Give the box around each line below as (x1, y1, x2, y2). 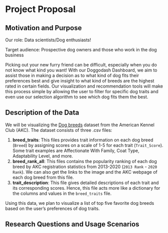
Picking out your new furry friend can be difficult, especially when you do (5, 62, 157, 67)
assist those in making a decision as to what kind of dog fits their (5, 72, 139, 79)
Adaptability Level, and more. (12, 152, 73, 159)
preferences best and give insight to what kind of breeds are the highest (5, 78, 154, 84)
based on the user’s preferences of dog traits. (5, 205, 100, 211)
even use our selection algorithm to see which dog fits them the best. (5, 94, 148, 100)
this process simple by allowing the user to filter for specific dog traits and (5, 89, 159, 94)
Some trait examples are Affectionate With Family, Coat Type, (12, 147, 139, 153)
